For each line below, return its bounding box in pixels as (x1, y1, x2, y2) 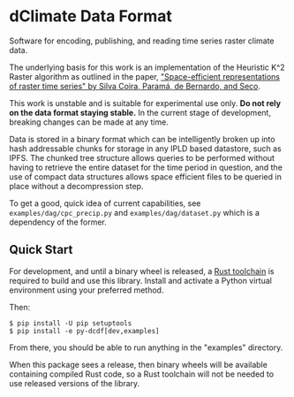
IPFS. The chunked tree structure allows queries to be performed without (9, 152, 275, 163)
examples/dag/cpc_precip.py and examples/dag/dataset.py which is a (9, 207, 260, 218)
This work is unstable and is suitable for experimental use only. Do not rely (9, 97, 281, 108)
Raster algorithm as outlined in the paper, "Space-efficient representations (9, 71, 281, 81)
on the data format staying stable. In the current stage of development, (9, 107, 272, 118)
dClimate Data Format (9, 6, 172, 27)
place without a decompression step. (9, 180, 144, 191)
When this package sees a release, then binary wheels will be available (9, 359, 268, 370)
